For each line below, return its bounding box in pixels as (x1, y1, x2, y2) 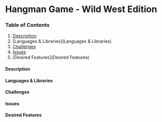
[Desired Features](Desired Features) (12, 54, 90, 60)
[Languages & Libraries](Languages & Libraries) (12, 38, 112, 44)
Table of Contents (5, 22, 50, 29)
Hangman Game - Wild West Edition (5, 4, 157, 15)
